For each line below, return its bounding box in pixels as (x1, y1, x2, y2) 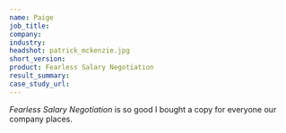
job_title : (9, 21, 50, 30)
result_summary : (9, 71, 70, 80)
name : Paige (9, 12, 54, 22)
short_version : (9, 54, 66, 63)
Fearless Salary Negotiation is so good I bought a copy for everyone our (9, 104, 277, 114)
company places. (9, 113, 74, 124)
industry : (9, 37, 47, 47)
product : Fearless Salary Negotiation (9, 63, 154, 72)
